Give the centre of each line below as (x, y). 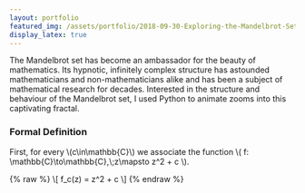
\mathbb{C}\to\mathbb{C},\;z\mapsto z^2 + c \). (99, 161)
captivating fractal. (44, 109)
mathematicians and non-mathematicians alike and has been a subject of (146, 80)
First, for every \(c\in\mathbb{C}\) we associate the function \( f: (129, 151)
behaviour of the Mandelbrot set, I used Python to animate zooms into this (148, 99)
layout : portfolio (44, 18)
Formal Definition (49, 132)
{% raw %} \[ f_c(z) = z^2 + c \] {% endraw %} (97, 179)
